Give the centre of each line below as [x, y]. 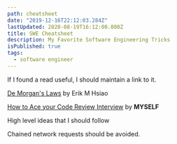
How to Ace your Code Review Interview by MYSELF [83, 107]
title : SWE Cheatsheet [40, 33]
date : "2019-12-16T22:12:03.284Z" [58, 20]
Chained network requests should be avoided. [74, 133]
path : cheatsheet [33, 14]
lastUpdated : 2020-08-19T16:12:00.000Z [65, 27]
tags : [15, 53]
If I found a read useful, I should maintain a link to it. [82, 79]
